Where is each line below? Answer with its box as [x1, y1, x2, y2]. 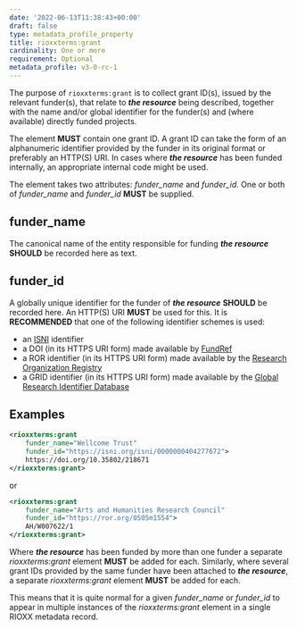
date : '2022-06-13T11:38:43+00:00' [9, 13, 142, 22]
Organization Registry [21, 362, 103, 373]
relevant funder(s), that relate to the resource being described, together [9, 96, 275, 107]
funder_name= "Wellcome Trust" [25, 439, 138, 448]
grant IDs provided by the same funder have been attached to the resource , [9, 566, 288, 576]
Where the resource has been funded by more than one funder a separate [9, 547, 283, 558]
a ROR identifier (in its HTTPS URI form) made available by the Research [21, 352, 287, 363]
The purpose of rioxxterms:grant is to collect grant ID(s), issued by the [9, 87, 272, 98]
